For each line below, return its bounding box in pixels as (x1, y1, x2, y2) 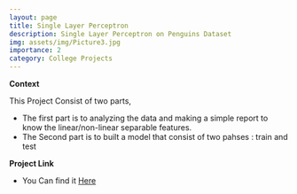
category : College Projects (9, 54, 113, 63)
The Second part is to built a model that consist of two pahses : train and (21, 132, 288, 142)
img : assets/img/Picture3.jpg (9, 37, 121, 47)
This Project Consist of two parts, (9, 96, 131, 106)
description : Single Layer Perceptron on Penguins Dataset (9, 29, 232, 38)
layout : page (9, 12, 58, 22)
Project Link (9, 159, 55, 168)
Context (9, 79, 40, 89)
